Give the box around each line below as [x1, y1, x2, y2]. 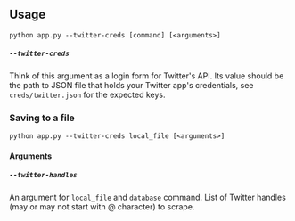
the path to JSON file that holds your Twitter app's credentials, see [9, 79, 254, 90]
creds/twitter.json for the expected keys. [9, 89, 167, 100]
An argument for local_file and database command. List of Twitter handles [9, 192, 287, 202]
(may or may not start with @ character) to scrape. [9, 201, 195, 212]
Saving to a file [9, 111, 75, 124]
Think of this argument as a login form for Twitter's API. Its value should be [9, 70, 284, 81]
